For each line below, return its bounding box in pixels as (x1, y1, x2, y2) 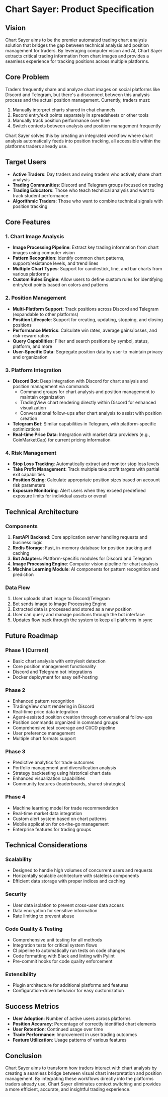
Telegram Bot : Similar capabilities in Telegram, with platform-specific (12, 420, 156, 426)
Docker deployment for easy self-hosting (12, 674, 98, 680)
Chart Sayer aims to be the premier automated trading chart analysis (5, 37, 147, 43)
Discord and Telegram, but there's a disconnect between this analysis (5, 92, 150, 98)
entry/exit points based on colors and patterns (12, 282, 109, 288)
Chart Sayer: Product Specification (5, 4, 154, 15)
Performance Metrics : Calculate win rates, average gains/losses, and (12, 327, 157, 333)
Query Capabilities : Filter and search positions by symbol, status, (12, 338, 149, 344)
